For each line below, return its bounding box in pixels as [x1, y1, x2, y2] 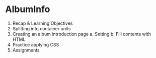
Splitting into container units [12, 25, 71, 31]
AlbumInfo [5, 4, 50, 15]
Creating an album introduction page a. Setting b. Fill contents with [12, 31, 151, 37]
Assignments [12, 47, 40, 53]
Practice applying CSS [12, 41, 59, 47]
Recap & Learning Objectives [12, 20, 73, 26]
